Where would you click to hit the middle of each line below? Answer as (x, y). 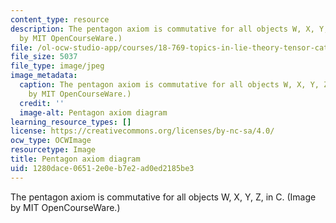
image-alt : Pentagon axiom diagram (93, 112)
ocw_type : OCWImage (51, 141)
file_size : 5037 (44, 57)
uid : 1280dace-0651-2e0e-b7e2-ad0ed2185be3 (102, 168)
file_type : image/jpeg (57, 66)
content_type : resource (60, 19)
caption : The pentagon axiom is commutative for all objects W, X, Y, (169, 85)
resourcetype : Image (53, 150)
